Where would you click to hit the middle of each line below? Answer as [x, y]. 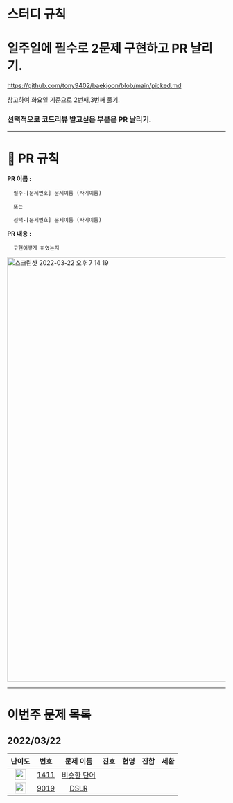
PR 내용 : [19, 234]
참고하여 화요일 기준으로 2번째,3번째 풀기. [63, 100]
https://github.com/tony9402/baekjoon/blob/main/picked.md [94, 86]
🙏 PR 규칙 [33, 158]
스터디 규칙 [37, 14]
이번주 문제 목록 [49, 715]
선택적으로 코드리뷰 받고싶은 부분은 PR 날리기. [79, 120]
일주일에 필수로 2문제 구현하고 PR [97, 49]
